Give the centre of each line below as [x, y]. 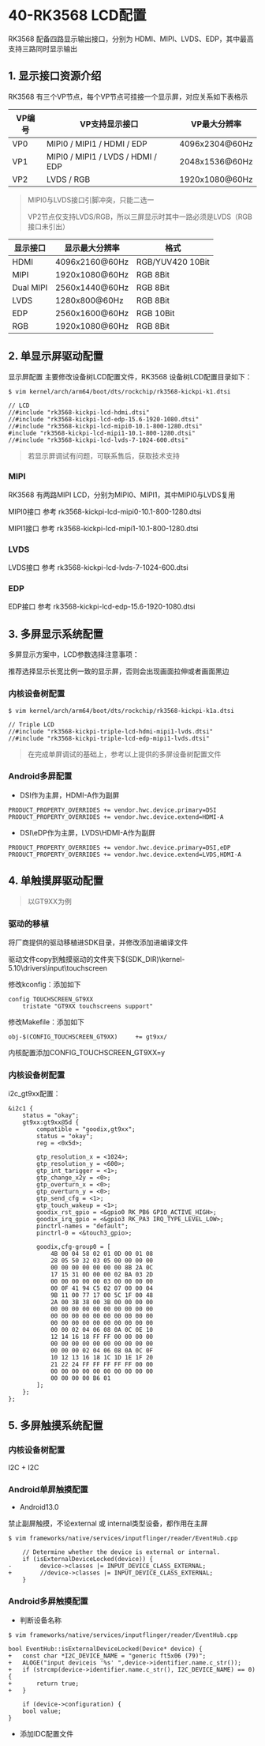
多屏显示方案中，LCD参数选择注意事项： [74, 654]
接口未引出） [48, 226]
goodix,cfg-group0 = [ [74, 1247]
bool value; [42, 1711]
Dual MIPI [30, 287]
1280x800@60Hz [89, 300]
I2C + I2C [24, 1467]
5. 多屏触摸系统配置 [56, 1425]
